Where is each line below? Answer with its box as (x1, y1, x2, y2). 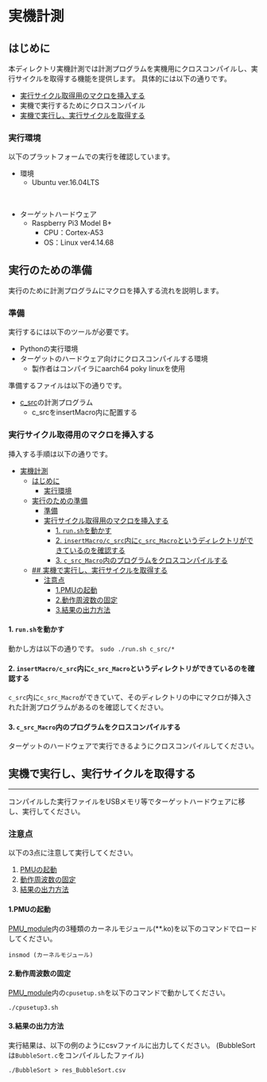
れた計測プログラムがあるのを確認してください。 (8, 702, 168, 712)
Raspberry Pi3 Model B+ (31, 218, 113, 228)
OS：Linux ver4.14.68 (43, 238, 114, 247)
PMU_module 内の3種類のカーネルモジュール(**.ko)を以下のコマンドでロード (8, 923, 258, 933)
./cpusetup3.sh (8, 1003, 59, 1011)
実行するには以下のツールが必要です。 (8, 327, 133, 337)
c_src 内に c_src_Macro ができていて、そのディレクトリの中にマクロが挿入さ (8, 693, 253, 702)
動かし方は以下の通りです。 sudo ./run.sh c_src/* (8, 643, 175, 653)
